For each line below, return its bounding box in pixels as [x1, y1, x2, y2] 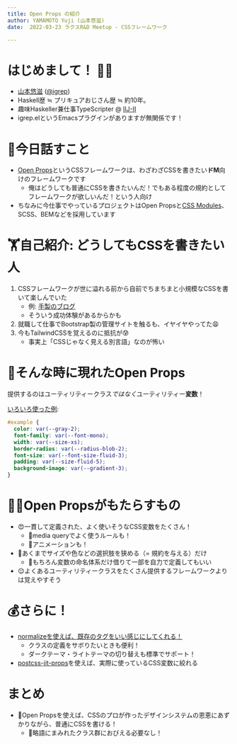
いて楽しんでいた [17, 293, 67, 302]
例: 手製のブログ [28, 302, 76, 311]
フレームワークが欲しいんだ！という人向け [28, 193, 153, 201]
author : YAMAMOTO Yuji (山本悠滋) [7, 17, 105, 24]
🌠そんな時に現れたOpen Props [7, 365, 185, 381]
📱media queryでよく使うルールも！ [28, 531, 132, 539]
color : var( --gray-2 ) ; [13, 425, 81, 433]
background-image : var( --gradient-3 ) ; [13, 465, 129, 472]
